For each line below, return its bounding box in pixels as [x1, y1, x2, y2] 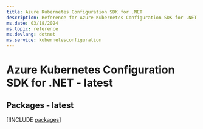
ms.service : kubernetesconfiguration [6, 37, 102, 43]
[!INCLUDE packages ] [6, 116, 61, 123]
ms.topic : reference [6, 25, 59, 32]
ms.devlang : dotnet [6, 31, 56, 38]
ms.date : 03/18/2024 [6, 20, 59, 26]
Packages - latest [6, 100, 74, 110]
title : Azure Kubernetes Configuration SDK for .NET [6, 8, 143, 15]
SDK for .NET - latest [6, 76, 114, 90]
